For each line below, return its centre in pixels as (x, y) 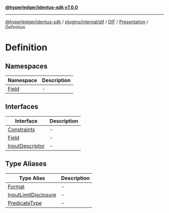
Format (16, 186)
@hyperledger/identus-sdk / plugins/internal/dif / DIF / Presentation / (77, 22)
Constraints (21, 129)
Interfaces (22, 107)
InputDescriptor (26, 146)
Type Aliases (26, 164)
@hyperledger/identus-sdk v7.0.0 (41, 7)
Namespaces (26, 66)
